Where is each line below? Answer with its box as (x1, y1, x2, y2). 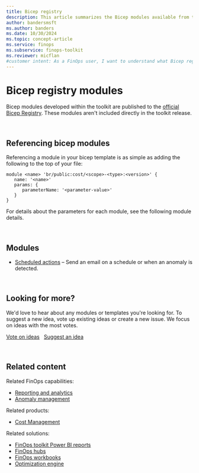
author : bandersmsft (6, 20, 57, 25)
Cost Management (14, 418, 60, 425)
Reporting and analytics (14, 389, 73, 396)
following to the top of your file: (6, 160, 83, 168)
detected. (14, 265, 38, 272)
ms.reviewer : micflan (6, 53, 60, 59)
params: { (14, 182, 38, 188)
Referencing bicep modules (6, 138, 110, 148)
